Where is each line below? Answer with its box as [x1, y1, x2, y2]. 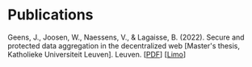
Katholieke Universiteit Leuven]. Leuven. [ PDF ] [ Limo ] [7, 49, 187, 59]
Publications [7, 6, 94, 24]
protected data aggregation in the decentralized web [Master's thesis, [7, 40, 240, 50]
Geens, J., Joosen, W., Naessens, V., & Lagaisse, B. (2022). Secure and [7, 32, 245, 42]
